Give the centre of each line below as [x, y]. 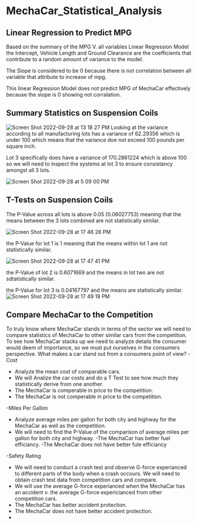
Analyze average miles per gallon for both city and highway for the [95, 420]
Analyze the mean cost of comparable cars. [68, 372]
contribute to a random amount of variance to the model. [75, 59]
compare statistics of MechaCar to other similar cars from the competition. [96, 335]
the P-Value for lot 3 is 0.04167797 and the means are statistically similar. [95, 290]
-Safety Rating [24, 456]
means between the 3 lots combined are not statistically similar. [83, 220]
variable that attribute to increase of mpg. [56, 77]
